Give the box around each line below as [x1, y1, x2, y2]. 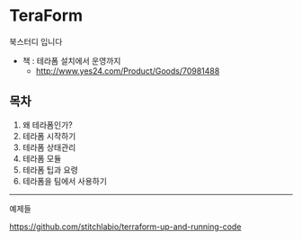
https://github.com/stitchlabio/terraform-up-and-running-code [9, 221, 242, 232]
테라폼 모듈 [22, 153, 62, 164]
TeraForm [9, 5, 84, 26]
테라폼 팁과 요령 [22, 164, 78, 175]
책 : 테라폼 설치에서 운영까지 [22, 55, 121, 66]
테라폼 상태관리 [22, 141, 76, 153]
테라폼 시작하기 [22, 130, 76, 141]
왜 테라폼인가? [22, 119, 74, 130]
